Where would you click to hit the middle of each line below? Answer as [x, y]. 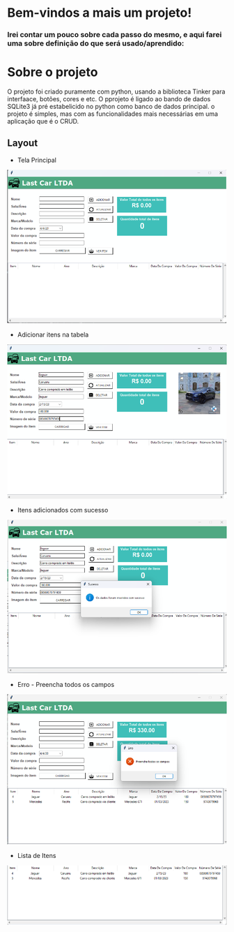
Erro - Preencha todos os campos [66, 685]
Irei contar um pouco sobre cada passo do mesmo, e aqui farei [115, 35]
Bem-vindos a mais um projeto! [100, 13]
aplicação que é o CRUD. [43, 121]
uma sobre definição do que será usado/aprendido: [96, 43]
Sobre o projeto [53, 72]
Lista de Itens [37, 855]
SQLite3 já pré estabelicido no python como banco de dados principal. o [111, 107]
